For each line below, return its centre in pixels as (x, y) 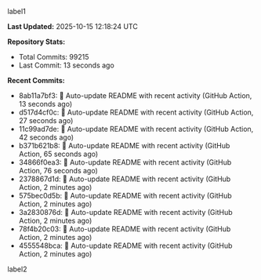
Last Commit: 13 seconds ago (66, 65)
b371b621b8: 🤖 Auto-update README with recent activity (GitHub (124, 145)
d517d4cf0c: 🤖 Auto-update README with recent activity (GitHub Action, (136, 112)
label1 (17, 11)
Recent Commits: (36, 80)
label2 (17, 269)
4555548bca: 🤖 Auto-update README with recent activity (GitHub (125, 245)
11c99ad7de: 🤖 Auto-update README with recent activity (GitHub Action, (136, 129)
